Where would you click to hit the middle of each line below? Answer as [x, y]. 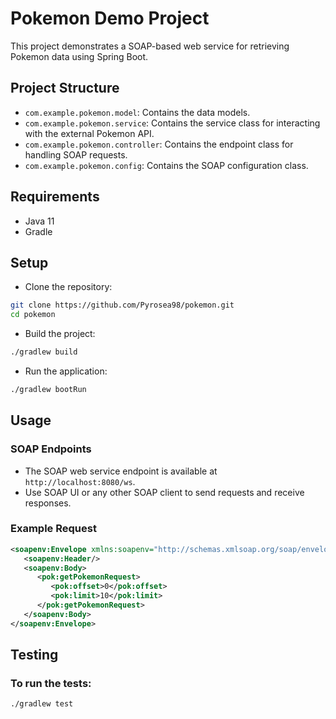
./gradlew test [42, 704]
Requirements [55, 197]
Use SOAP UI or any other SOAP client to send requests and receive [164, 492]
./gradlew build [44, 352]
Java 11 [39, 221]
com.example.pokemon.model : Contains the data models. [137, 112]
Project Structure [65, 88]
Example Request [53, 529]
